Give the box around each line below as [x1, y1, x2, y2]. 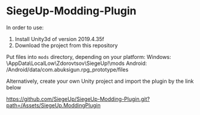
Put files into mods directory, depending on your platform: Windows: [6, 53, 171, 60]
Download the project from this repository [14, 42, 118, 49]
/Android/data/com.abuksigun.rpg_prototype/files [6, 66, 129, 73]
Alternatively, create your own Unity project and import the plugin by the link [6, 77, 194, 85]
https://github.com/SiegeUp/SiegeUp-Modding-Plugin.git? [6, 95, 150, 102]
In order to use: [6, 24, 44, 31]
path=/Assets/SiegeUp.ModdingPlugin [6, 101, 101, 108]
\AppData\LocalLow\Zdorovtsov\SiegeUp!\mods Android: [6, 60, 147, 67]
